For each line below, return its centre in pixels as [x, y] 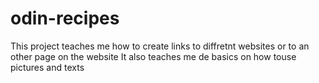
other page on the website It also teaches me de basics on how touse [153, 56]
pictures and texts [47, 67]
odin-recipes [65, 18]
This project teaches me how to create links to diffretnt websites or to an [160, 46]
